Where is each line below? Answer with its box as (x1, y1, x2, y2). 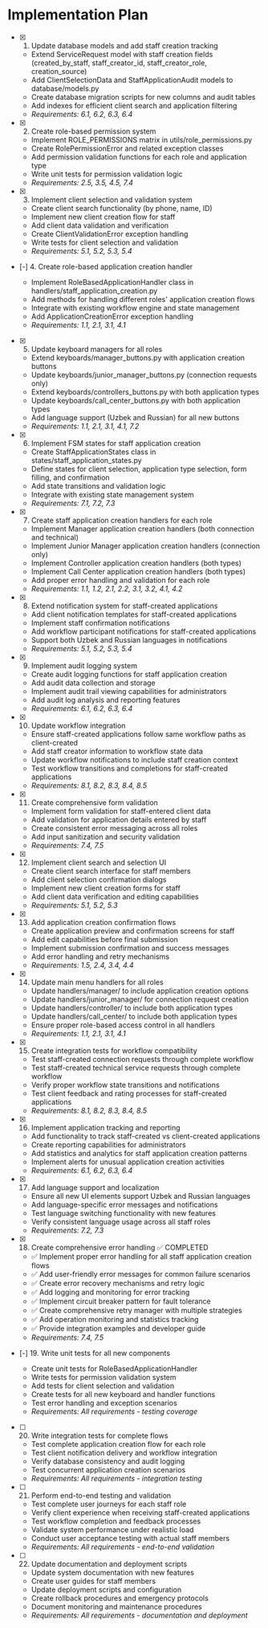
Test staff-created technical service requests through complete (30, 1063, 242, 1072)
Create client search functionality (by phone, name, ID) (30, 203, 213, 213)
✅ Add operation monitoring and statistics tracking (30, 1314, 199, 1324)
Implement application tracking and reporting (30, 1122, 181, 1132)
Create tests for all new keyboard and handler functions (30, 1389, 216, 1399)
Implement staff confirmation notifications (30, 618, 170, 627)
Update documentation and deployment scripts (30, 1559, 188, 1568)
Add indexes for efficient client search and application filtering (30, 101, 238, 110)
